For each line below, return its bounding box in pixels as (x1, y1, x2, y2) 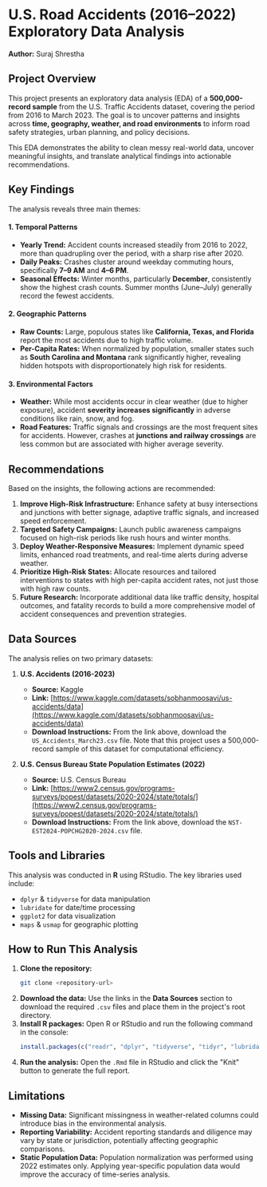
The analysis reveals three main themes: (8, 204, 141, 213)
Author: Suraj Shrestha (8, 49, 85, 58)
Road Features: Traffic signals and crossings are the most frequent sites (19, 422, 258, 432)
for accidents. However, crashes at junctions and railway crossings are (19, 431, 257, 441)
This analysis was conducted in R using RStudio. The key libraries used (8, 870, 242, 880)
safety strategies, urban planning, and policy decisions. (8, 127, 190, 137)
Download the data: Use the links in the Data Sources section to (19, 994, 233, 1003)
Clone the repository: (19, 963, 92, 973)
